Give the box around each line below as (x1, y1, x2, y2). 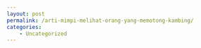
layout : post (6, 10, 45, 18)
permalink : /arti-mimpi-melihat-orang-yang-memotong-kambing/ (6, 17, 194, 24)
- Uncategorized (19, 30, 68, 37)
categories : (6, 23, 42, 30)
